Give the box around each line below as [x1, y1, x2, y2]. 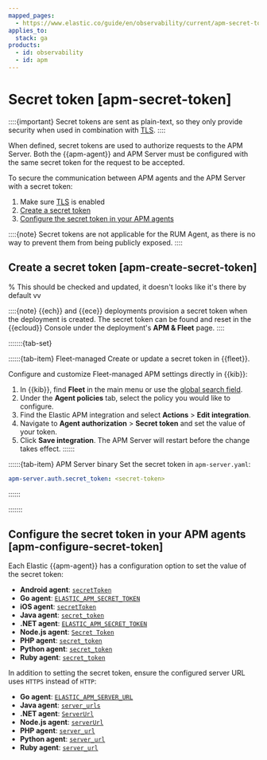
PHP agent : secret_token [19, 636, 103, 645]
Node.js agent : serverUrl [19, 718, 104, 727]
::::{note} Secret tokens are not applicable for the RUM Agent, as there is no [8, 229, 256, 239]
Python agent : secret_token [19, 644, 113, 654]
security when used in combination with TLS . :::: [8, 125, 166, 135]
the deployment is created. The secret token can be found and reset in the [8, 314, 252, 323]
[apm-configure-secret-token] [8, 539, 164, 554]
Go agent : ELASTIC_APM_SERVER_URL [19, 692, 133, 702]
